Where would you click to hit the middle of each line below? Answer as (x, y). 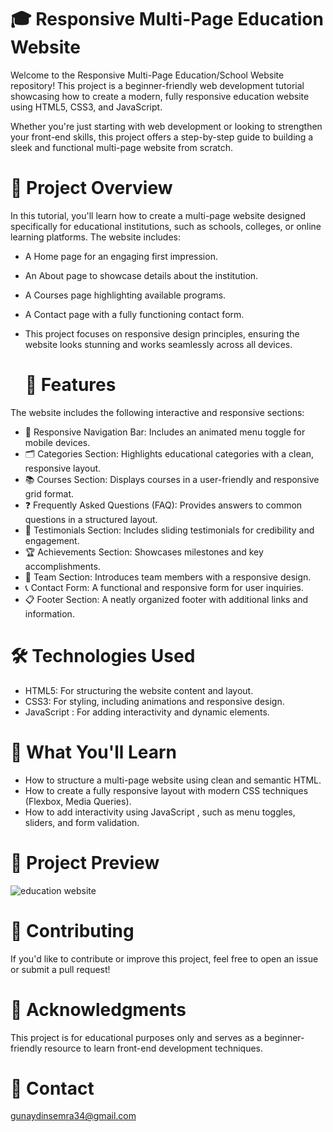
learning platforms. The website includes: (96, 237)
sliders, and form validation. (82, 822)
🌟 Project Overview (91, 188)
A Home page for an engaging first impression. (121, 256)
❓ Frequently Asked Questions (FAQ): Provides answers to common (163, 505)
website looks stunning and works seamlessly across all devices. (158, 344)
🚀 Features (70, 385)
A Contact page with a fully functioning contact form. (134, 314)
